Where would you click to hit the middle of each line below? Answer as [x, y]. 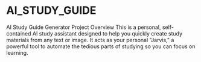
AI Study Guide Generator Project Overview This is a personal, [84, 27]
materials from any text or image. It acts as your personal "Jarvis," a [90, 40]
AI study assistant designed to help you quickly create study [107, 33]
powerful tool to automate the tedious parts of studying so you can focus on [101, 46]
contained [19, 33]
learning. [17, 52]
